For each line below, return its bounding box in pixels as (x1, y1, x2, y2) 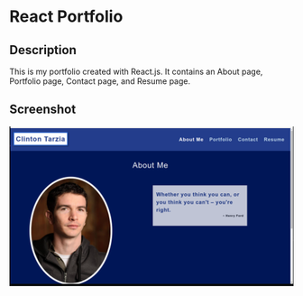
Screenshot (9, 102, 77, 117)
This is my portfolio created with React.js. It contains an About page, (9, 66, 263, 77)
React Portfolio (9, 6, 124, 27)
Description (9, 42, 77, 58)
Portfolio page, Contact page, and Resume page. (9, 76, 191, 87)
